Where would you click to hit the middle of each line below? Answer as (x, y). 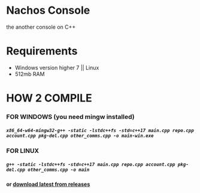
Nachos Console (48, 10)
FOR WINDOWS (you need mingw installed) (70, 117)
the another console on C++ (41, 27)
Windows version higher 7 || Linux (57, 68)
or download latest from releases (48, 184)
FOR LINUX (23, 151)
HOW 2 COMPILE (49, 98)
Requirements (42, 51)
